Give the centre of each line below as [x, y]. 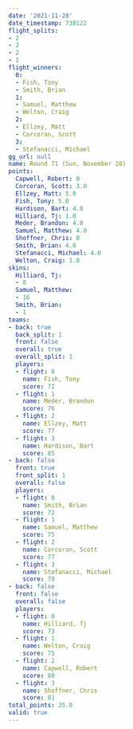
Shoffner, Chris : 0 [48, 238]
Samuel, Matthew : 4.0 [51, 231]
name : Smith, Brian [55, 505]
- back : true [30, 327]
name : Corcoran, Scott [60, 550]
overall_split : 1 [44, 357]
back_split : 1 [39, 335]
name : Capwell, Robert [60, 668]
